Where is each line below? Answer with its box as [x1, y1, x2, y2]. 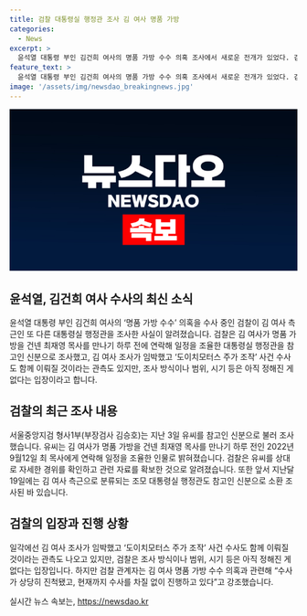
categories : [9, 24, 55, 34]
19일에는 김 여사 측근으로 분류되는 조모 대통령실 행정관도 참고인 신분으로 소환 [9, 475, 283, 486]
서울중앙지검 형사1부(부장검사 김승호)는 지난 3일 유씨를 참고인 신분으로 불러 [9, 430, 278, 441]
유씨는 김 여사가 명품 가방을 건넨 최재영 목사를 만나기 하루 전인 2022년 [43, 441, 294, 451]
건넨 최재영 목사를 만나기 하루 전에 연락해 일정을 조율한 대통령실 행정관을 [26, 340, 285, 351]
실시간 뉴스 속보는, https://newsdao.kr [9, 595, 149, 607]
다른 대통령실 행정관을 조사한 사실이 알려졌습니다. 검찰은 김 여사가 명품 [36, 329, 288, 340]
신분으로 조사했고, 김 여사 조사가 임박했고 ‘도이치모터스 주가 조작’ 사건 [26, 352, 274, 363]
